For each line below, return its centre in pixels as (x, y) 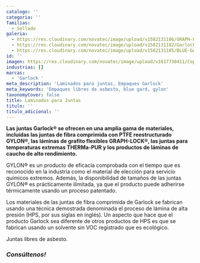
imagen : (16, 61)
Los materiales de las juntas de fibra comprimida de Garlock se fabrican (94, 202)
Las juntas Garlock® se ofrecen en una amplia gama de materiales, (90, 128)
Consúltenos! (26, 255)
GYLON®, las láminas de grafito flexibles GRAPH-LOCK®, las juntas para (97, 141)
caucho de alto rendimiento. (42, 154)
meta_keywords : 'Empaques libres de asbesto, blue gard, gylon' (87, 89)
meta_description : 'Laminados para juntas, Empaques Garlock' (85, 84)
